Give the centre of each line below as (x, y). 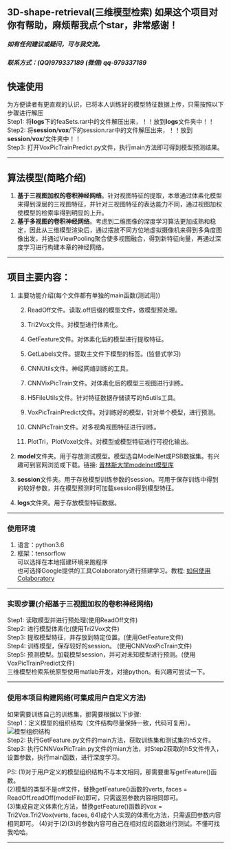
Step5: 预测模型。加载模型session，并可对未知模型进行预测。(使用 (101, 655)
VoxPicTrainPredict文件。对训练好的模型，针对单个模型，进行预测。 (123, 412)
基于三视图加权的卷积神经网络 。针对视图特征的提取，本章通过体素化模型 (119, 195)
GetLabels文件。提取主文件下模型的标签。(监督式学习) (104, 354)
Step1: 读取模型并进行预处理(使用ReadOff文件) (73, 620)
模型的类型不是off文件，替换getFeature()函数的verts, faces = (101, 789)
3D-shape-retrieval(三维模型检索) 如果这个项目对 (112, 12)
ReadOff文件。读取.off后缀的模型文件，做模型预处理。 (104, 310)
